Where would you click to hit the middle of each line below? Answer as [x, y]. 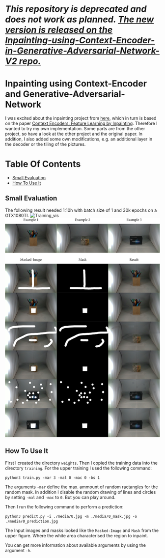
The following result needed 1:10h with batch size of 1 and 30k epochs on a [81, 210]
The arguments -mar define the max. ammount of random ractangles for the [82, 487]
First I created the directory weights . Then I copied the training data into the [82, 463]
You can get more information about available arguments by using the [76, 545]
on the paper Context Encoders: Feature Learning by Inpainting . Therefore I [81, 123]
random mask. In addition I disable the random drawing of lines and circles [81, 492]
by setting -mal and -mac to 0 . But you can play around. [60, 497]
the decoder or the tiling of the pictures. [45, 144]
